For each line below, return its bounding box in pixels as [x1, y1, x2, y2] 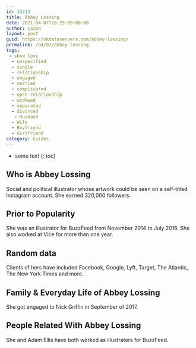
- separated [11, 102, 42, 109]
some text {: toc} [14, 152, 56, 159]
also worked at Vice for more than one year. [6, 231, 113, 238]
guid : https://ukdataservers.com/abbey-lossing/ [6, 36, 129, 42]
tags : [6, 48, 20, 54]
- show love [8, 53, 39, 59]
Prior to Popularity [6, 209, 75, 219]
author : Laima [6, 25, 42, 32]
